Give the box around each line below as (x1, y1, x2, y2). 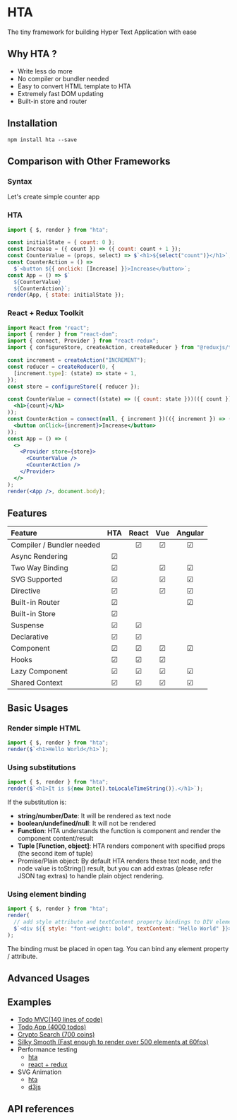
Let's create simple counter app (7, 192, 100, 201)
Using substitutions (7, 762, 76, 772)
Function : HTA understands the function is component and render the (17, 826, 221, 835)
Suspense (11, 620, 44, 630)
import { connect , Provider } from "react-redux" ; (7, 337, 159, 345)
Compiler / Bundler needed (11, 540, 101, 550)
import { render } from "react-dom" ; (7, 331, 119, 338)
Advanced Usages (7, 972, 90, 984)
